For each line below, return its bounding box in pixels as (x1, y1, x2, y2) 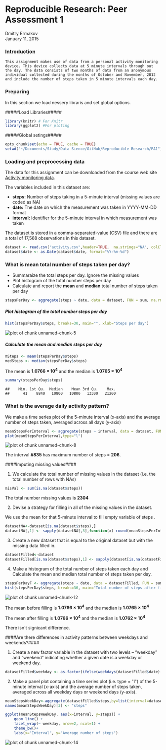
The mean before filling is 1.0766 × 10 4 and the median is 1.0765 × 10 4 (5, 604, 149, 611)
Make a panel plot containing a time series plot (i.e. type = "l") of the (12, 678, 152, 684)
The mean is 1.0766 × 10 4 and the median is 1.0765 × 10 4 (5, 367, 123, 374)
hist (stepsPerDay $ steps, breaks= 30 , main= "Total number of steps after (5, 585, 156, 590)
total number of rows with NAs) (12, 476, 77, 482)
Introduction (5, 48, 36, 55)
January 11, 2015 (5, 36, 39, 42)
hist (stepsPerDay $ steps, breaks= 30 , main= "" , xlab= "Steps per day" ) (5, 321, 149, 326)
